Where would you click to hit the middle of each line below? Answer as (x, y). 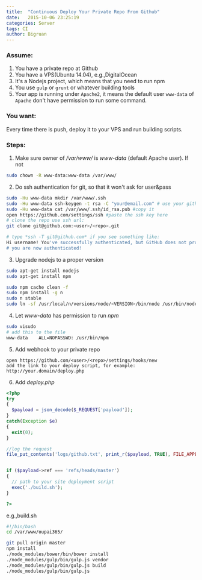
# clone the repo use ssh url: (45, 221)
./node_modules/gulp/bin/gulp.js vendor (58, 560)
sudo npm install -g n (35, 293)
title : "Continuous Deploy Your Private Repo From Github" (83, 12)
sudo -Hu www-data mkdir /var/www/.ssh (56, 198)
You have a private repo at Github (56, 68)
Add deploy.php (35, 382)
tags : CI (17, 29)
